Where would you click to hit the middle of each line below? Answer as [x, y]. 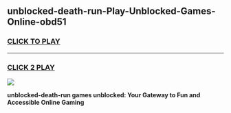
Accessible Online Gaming [46, 102]
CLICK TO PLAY [34, 42]
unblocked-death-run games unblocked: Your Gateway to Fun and [104, 95]
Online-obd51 [37, 22]
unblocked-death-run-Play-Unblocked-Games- [111, 11]
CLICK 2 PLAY [31, 67]
